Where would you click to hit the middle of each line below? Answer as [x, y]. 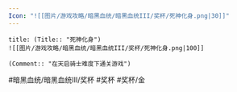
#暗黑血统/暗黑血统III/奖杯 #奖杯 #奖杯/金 [77, 79]
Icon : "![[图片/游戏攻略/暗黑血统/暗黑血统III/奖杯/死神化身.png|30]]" [119, 16]
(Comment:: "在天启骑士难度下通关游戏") [70, 64]
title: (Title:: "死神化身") [55, 40]
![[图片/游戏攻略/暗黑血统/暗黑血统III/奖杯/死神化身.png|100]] [106, 48]
